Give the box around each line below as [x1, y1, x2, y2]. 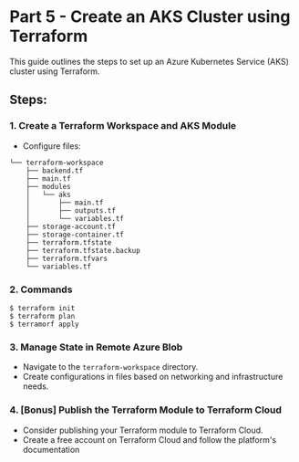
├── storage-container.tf [26, 230, 125, 239]
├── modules [26, 182, 71, 191]
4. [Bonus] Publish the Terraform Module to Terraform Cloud [9, 404, 283, 416]
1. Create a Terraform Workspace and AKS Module [9, 120, 237, 132]
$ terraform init [9, 303, 76, 312]
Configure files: [22, 140, 81, 152]
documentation [22, 444, 80, 455]
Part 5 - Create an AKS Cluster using [9, 6, 291, 27]
